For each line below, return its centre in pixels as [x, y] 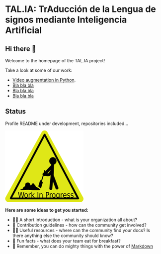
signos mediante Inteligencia [66, 20]
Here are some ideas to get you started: [47, 210]
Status [16, 111]
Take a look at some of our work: [39, 70]
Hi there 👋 [21, 49]
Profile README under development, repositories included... [67, 124]
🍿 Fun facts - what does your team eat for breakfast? [66, 241]
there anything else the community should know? [63, 236]
